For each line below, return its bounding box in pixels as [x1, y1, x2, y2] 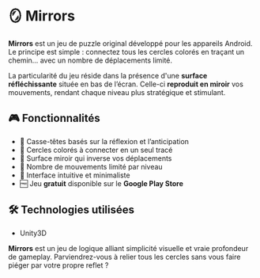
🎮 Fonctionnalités [8, 112, 100, 125]
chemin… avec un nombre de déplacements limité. [8, 55, 172, 65]
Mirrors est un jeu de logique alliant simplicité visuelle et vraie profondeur [8, 243, 249, 253]
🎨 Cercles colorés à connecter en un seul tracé [19, 145, 173, 154]
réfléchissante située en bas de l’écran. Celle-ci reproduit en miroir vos [8, 79, 243, 89]
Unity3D [19, 228, 47, 238]
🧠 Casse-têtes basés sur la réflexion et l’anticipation [19, 136, 190, 146]
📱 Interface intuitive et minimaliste [19, 170, 130, 180]
